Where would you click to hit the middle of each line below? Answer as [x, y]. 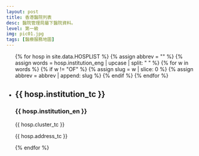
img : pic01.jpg [25, 34]
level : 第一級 [22, 28]
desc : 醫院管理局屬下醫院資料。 [41, 23]
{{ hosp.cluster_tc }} [39, 124]
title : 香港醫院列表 [29, 17]
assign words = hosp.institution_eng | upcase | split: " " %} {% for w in [102, 63]
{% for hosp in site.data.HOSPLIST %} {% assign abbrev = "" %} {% [99, 56]
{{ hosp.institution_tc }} [60, 94]
